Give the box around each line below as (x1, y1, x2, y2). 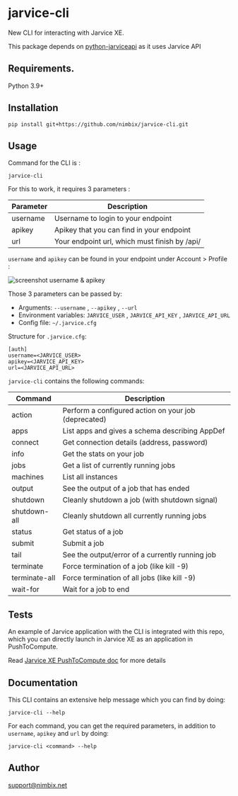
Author (8, 762, 40, 774)
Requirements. (8, 62, 75, 75)
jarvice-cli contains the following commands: (8, 377, 145, 385)
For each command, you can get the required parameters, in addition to (8, 722, 216, 730)
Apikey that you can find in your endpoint (54, 225, 191, 235)
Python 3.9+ (8, 81, 44, 90)
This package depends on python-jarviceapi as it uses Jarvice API (8, 42, 201, 50)
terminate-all (11, 573, 56, 583)
